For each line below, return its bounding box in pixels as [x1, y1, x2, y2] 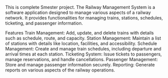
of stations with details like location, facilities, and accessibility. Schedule [5, 40, 157, 46]
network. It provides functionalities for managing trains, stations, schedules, [5, 15, 163, 20]
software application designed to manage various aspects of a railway [5, 9, 151, 15]
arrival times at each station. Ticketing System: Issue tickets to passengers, [5, 51, 162, 57]
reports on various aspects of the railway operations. [5, 67, 115, 73]
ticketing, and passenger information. [5, 20, 83, 26]
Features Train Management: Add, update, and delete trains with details [5, 30, 154, 35]
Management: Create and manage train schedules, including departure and [5, 46, 161, 51]
